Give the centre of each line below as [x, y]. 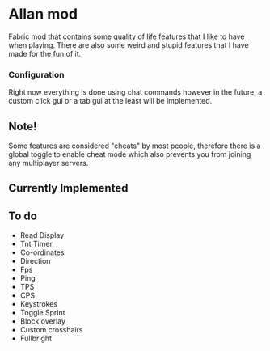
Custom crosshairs [51, 330]
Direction [35, 261]
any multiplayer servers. [49, 163]
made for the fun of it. [45, 53]
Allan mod [43, 14]
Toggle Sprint [43, 313]
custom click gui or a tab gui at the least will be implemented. [110, 101]
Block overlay [43, 321]
